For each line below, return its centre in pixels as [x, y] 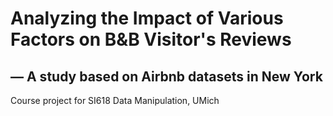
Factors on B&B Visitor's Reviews [151, 39]
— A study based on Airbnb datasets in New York [166, 76]
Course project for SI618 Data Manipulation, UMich [115, 100]
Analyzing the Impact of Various [147, 18]
